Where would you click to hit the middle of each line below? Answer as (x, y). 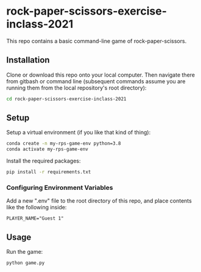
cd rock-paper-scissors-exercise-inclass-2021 (66, 99)
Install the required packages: (44, 161)
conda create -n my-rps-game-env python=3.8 (64, 144)
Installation (28, 60)
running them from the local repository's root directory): (76, 88)
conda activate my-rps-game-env (47, 149)
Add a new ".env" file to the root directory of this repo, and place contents (99, 201)
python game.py (26, 263)
